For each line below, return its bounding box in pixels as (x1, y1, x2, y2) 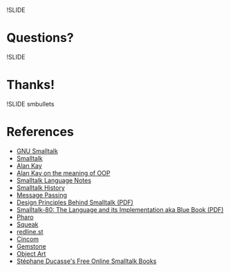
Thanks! (6, 77, 55, 93)
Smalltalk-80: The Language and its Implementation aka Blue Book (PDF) (16, 205, 224, 213)
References (6, 124, 74, 140)
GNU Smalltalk (16, 146, 58, 155)
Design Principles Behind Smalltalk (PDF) (16, 198, 134, 206)
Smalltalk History (16, 183, 65, 192)
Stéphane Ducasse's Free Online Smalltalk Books (16, 257, 157, 265)
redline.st (16, 227, 44, 235)
